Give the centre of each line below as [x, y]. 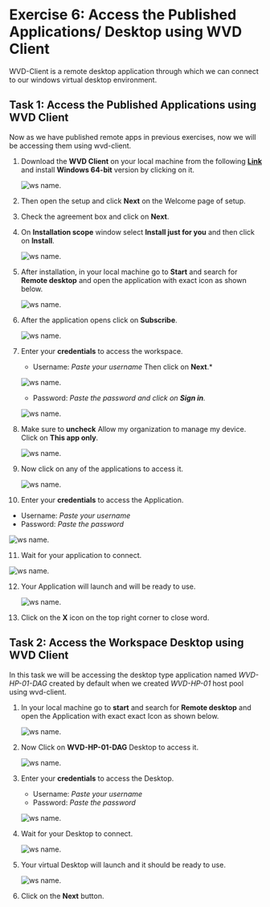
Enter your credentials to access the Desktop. [97, 778]
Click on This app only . [59, 437]
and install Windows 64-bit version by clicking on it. [108, 170]
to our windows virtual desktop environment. [83, 80]
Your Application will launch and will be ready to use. [108, 586]
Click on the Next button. [62, 896]
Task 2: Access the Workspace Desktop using [127, 643]
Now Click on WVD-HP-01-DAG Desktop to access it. [110, 747]
